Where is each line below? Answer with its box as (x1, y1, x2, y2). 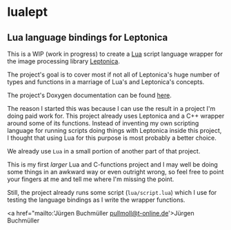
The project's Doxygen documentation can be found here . (7, 91, 172, 99)
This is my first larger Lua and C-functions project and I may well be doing (7, 160, 219, 169)
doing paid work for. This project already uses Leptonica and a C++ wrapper (7, 112, 225, 120)
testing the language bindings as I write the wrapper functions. (7, 196, 185, 204)
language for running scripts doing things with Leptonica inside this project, (7, 127, 222, 134)
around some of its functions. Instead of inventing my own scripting (7, 119, 199, 127)
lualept (7, 4, 48, 20)
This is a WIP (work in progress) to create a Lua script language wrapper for (7, 50, 223, 58)
